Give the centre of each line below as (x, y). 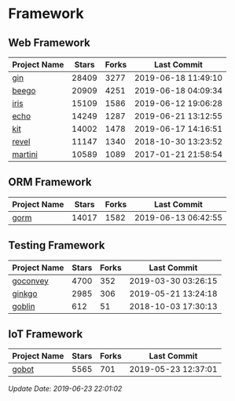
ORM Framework (50, 182)
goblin (24, 306)
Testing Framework (57, 245)
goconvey (31, 281)
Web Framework (49, 43)
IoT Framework (46, 334)
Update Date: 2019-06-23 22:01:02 (65, 388)
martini (25, 154)
